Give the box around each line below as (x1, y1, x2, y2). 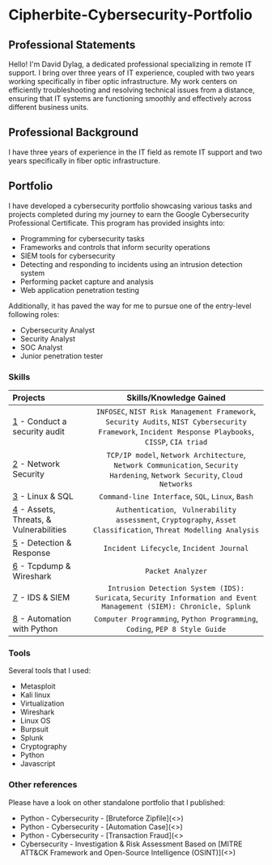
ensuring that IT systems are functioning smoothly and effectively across (8, 94, 253, 103)
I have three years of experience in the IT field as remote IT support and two (8, 147, 263, 157)
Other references (8, 779, 78, 791)
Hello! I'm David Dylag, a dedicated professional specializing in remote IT (8, 59, 253, 69)
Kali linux (19, 690, 51, 700)
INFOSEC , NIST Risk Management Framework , (96, 405, 257, 417)
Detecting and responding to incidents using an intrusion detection (19, 259, 243, 269)
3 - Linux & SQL (12, 490, 74, 502)
